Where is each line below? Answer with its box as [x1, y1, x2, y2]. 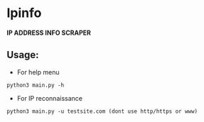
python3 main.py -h [6, 82, 65, 89]
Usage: [6, 49, 40, 61]
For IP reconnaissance [16, 94, 83, 102]
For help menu [16, 67, 60, 76]
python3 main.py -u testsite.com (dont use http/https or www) [6, 108, 198, 115]
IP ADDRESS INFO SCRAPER [6, 28, 92, 37]
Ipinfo [6, 5, 42, 21]
